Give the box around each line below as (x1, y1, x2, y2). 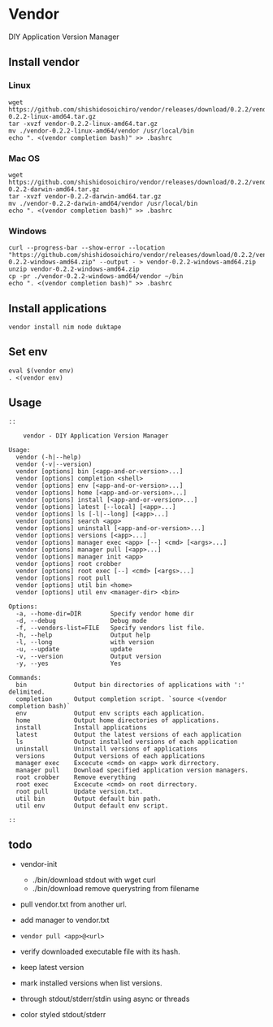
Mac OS (8, 152, 41, 163)
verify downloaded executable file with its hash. (19, 946, 180, 956)
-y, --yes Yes (15, 659, 122, 668)
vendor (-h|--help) (15, 453, 82, 461)
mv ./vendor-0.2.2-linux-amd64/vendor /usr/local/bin (8, 127, 195, 135)
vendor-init (19, 859, 58, 869)
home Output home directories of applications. (15, 716, 220, 725)
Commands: (8, 673, 42, 681)
